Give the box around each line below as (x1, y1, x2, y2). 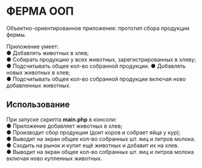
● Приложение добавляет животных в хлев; (6, 122, 123, 130)
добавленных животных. (6, 81, 71, 89)
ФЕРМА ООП (6, 4, 74, 18)
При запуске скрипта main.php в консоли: (6, 115, 117, 123)
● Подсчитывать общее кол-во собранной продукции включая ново (6, 75, 186, 82)
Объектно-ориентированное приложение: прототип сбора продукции (6, 24, 190, 32)
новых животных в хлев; (6, 68, 71, 76)
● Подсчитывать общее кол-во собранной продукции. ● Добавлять (6, 62, 186, 70)
